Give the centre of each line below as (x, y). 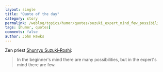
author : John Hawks (25, 37)
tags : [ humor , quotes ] (28, 28)
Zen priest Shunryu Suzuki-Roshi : (39, 50)
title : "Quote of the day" (32, 14)
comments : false (21, 32)
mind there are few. (36, 65)
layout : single (20, 9)
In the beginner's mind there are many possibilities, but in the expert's (87, 59)
